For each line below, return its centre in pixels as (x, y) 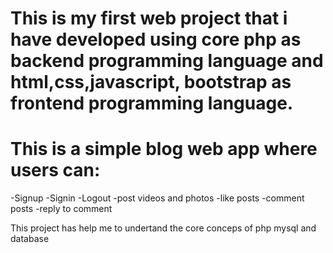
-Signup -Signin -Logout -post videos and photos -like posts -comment (157, 198)
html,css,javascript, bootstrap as (151, 82)
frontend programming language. (152, 103)
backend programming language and (167, 61)
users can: (55, 170)
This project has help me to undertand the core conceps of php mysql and (163, 228)
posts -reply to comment (61, 209)
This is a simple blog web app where (164, 149)
